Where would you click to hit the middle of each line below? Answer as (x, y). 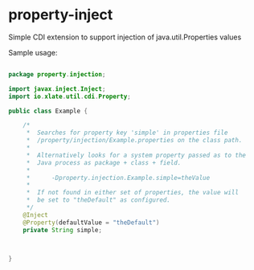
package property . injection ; (57, 74)
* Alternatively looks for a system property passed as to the (136, 155)
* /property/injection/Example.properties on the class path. (134, 141)
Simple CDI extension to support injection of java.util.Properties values (125, 37)
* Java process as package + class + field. (104, 162)
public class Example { (48, 111)
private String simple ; (63, 230)
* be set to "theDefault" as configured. (98, 200)
